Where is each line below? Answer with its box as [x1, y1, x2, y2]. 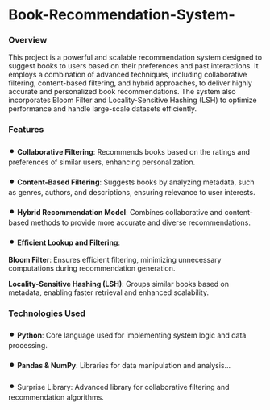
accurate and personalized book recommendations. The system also [8, 87, 236, 97]
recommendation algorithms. [8, 392, 105, 402]
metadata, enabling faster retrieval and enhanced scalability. [8, 288, 210, 297]
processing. [8, 341, 48, 350]
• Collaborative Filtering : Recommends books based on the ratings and [8, 143, 251, 158]
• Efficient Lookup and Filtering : [8, 233, 121, 249]
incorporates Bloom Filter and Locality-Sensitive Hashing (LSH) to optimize [8, 95, 258, 106]
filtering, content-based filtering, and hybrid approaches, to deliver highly [8, 78, 252, 88]
